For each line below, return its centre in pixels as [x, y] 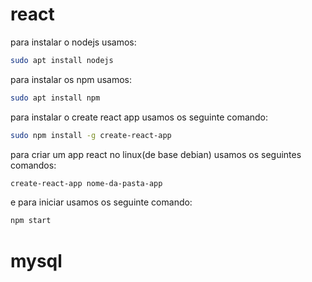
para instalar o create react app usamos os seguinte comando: [139, 117]
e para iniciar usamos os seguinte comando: [101, 202]
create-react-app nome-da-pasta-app [86, 183]
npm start [31, 221]
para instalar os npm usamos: [71, 79]
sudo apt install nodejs [62, 60]
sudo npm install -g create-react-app [91, 135]
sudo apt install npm [55, 98]
